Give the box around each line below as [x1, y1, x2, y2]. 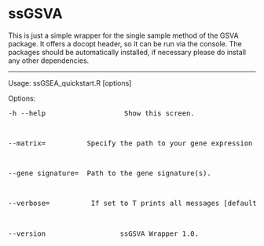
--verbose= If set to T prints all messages [8, 198, 220, 207]
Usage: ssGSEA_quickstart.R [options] [8, 78, 132, 87]
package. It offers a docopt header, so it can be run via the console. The [8, 39, 242, 48]
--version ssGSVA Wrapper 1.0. [8, 229, 199, 238]
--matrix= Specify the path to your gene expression [8, 138, 253, 148]
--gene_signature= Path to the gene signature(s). [8, 168, 212, 178]
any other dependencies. [8, 56, 90, 65]
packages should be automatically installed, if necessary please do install [8, 47, 246, 57]
